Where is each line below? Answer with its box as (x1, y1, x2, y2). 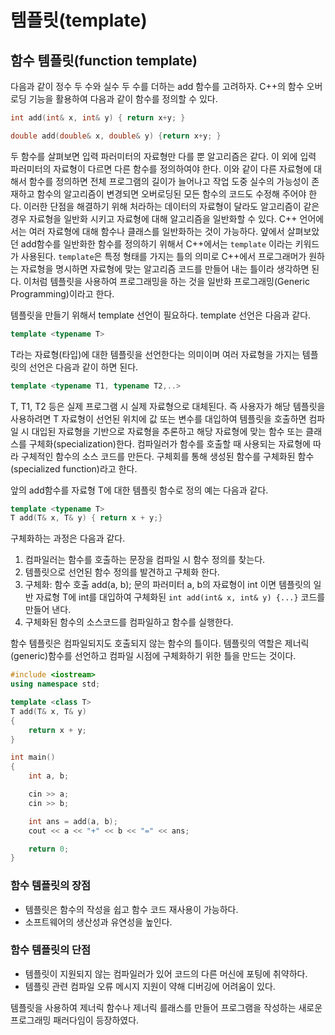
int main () (10, 752, 56, 763)
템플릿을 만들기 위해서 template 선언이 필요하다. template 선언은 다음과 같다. (10, 309, 312, 321)
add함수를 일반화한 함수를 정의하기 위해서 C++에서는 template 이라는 (20, 237, 293, 250)
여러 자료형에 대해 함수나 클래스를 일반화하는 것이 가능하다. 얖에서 (28, 225, 285, 237)
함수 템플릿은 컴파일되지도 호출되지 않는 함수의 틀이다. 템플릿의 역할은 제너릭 (10, 637, 310, 650)
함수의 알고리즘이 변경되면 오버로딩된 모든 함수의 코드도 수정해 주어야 (36, 187, 307, 200)
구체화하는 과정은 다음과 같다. (10, 532, 126, 545)
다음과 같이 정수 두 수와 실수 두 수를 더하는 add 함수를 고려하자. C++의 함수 (10, 81, 305, 92)
